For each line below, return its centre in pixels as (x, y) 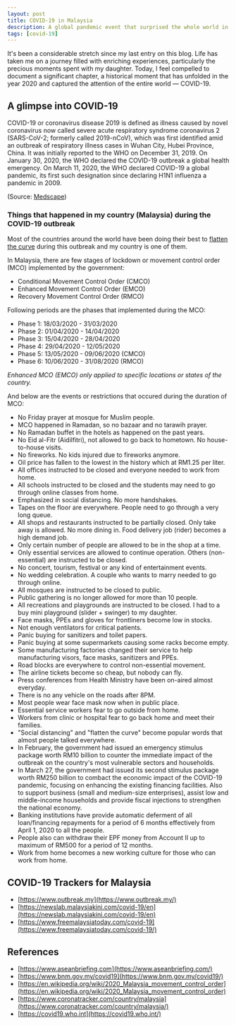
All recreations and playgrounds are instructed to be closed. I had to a (119, 605)
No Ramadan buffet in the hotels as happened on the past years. (111, 432)
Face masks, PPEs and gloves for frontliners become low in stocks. (115, 620)
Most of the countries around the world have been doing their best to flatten (118, 239)
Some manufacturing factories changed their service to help (105, 650)
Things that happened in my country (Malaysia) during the (109, 215)
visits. (54, 448)
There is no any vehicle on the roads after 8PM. (86, 695)
